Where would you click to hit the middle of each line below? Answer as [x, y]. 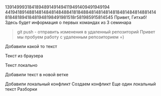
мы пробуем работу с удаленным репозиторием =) [71, 37]
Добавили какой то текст [31, 46]
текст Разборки [21, 89]
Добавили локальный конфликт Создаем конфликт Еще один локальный [80, 84]
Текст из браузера [24, 56]
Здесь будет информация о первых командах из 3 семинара [68, 22]
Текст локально [21, 65]
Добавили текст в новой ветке [37, 74]
